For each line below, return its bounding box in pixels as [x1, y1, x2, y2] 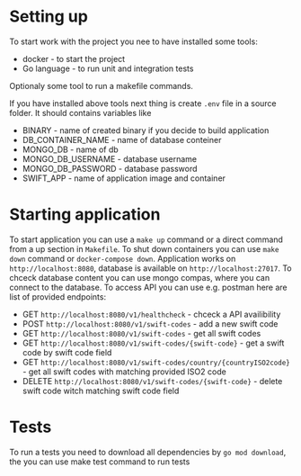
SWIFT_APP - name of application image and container [22, 173, 226, 184]
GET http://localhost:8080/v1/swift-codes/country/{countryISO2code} [22, 356, 290, 367]
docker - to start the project [22, 53, 126, 64]
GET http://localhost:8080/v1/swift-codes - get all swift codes [22, 328, 261, 338]
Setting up [9, 6, 88, 27]
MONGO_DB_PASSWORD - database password [22, 163, 198, 174]
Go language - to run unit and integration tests [22, 63, 194, 74]
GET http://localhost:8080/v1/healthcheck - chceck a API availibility [22, 309, 281, 319]
